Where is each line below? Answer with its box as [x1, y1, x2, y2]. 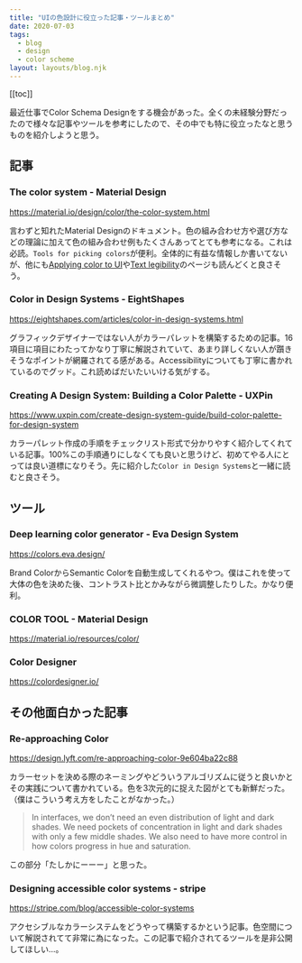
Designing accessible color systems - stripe [9, 883, 206, 895]
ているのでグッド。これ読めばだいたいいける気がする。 [9, 366, 215, 377]
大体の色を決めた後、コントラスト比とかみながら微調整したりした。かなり [9, 578, 286, 589]
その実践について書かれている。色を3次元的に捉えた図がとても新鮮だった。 [9, 783, 290, 793]
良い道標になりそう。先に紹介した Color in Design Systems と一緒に [32, 461, 283, 472]
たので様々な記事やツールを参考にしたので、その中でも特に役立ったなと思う [9, 118, 294, 129]
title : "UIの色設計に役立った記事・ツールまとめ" [9, 13, 175, 23]
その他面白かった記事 [9, 704, 128, 720]
